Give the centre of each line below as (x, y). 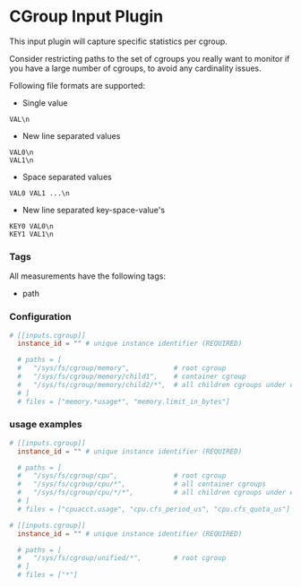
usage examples (46, 425)
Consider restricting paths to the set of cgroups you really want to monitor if (150, 58)
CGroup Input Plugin (86, 17)
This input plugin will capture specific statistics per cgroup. (119, 41)
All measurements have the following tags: (87, 276)
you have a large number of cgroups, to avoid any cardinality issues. (135, 68)
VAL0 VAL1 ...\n (39, 193)
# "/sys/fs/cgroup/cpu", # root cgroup (122, 476)
